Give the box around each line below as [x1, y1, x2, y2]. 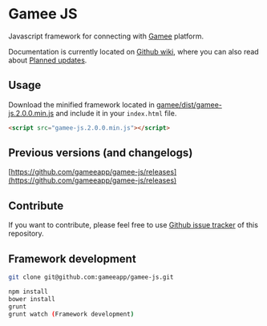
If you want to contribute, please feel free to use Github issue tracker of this [8, 220, 259, 230]
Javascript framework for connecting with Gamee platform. [8, 31, 204, 41]
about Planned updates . [8, 55, 87, 65]
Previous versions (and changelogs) [8, 146, 193, 160]
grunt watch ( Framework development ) [8, 310, 135, 318]
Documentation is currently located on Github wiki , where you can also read [8, 46, 259, 56]
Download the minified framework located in [8, 99, 155, 109]
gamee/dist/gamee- [156, 99, 223, 109]
